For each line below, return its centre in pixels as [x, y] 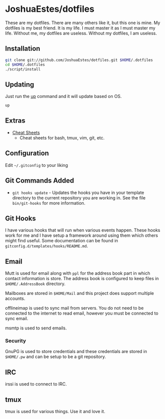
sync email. [17, 319]
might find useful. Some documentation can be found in [62, 241]
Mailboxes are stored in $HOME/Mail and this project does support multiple [80, 293]
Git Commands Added [40, 181]
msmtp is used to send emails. [36, 328]
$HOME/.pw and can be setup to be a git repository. [56, 357]
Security [16, 341]
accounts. [15, 298]
